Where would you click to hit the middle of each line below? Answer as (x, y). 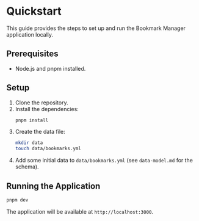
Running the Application (53, 186)
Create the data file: (40, 132)
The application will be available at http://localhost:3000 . (80, 211)
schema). (27, 167)
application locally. (30, 34)
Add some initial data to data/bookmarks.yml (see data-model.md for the (104, 161)
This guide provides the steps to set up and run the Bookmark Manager (96, 28)
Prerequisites (32, 54)
